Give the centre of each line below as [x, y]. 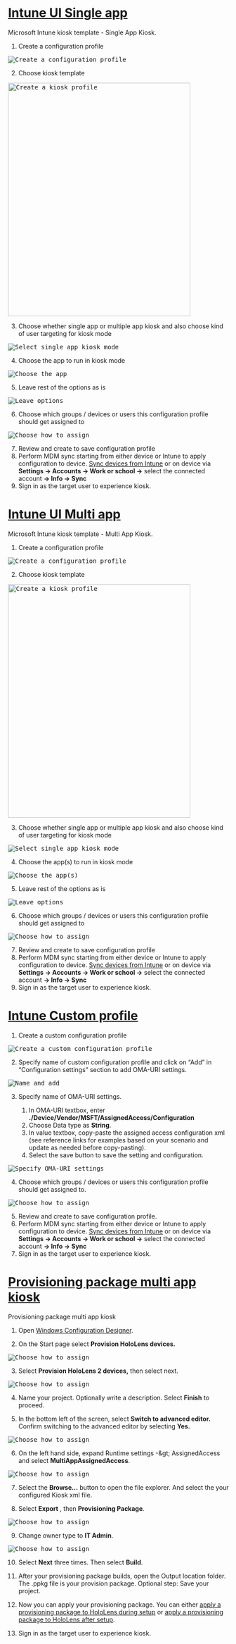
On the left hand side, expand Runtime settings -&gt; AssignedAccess [119, 1453]
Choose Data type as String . [70, 1125]
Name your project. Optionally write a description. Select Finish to [114, 1397]
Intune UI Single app [68, 13]
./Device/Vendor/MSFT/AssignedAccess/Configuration [112, 1117]
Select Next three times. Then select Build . [80, 1562]
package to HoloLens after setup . [66, 1619]
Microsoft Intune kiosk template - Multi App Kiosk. [80, 534]
